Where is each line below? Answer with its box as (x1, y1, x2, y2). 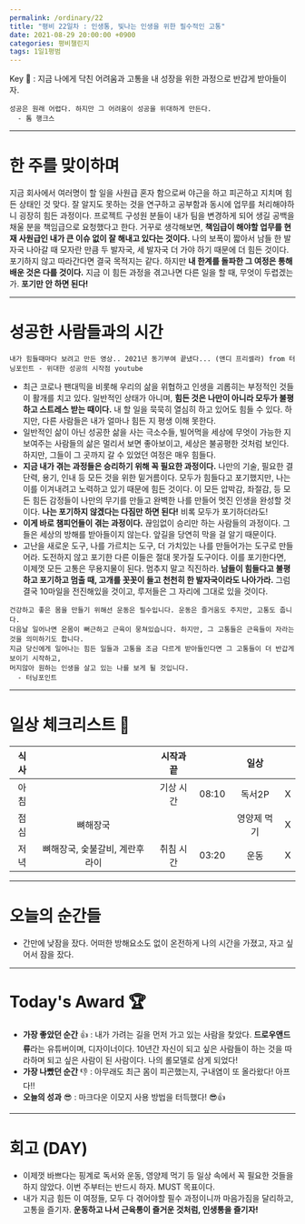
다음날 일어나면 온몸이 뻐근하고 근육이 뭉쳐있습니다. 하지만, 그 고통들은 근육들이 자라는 (9, 625, 295, 634)
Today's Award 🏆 (9, 992, 147, 1012)
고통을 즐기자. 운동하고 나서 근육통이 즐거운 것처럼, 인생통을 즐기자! (22, 1204, 259, 1215)
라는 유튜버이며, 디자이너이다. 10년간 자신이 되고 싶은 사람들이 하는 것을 (30, 1043, 283, 1054)
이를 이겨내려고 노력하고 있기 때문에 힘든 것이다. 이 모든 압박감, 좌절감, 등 (22, 484, 281, 494)
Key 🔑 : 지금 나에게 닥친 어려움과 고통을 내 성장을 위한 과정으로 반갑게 (9, 74, 256, 85)
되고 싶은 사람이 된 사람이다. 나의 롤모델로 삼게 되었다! (46, 1054, 239, 1065)
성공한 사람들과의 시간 (9, 322, 163, 343)
